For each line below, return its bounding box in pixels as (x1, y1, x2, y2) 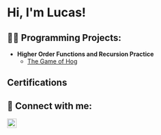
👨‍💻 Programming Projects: (7, 32, 121, 44)
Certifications (7, 77, 68, 89)
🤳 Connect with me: (7, 100, 92, 112)
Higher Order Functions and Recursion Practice (16, 50, 154, 58)
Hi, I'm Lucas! (7, 5, 87, 20)
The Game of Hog (27, 57, 78, 65)
